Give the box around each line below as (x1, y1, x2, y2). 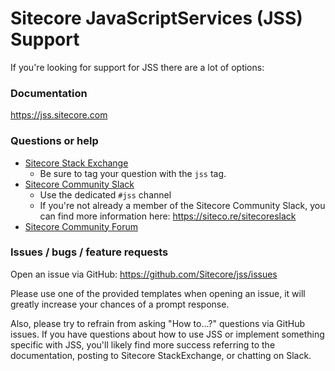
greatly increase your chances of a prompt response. (10, 298, 230, 310)
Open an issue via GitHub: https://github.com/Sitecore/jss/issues (10, 268, 278, 280)
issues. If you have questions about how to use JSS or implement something (10, 328, 325, 340)
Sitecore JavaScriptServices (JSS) (10, 7, 303, 30)
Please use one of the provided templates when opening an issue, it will (10, 287, 306, 299)
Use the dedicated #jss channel (39, 188, 172, 201)
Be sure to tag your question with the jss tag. (39, 167, 227, 179)
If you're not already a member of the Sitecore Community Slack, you (39, 199, 326, 211)
